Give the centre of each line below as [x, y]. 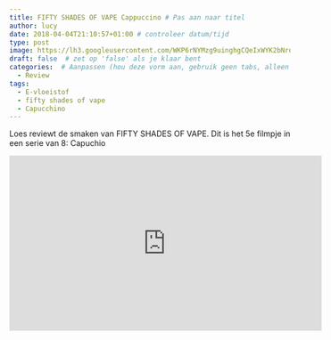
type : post [29, 42]
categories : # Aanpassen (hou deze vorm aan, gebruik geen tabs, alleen [149, 68]
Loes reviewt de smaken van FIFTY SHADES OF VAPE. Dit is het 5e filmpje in [150, 134]
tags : [19, 84]
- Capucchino [41, 109]
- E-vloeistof [43, 92]
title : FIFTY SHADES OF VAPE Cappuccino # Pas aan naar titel [127, 17]
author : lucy [33, 26]
